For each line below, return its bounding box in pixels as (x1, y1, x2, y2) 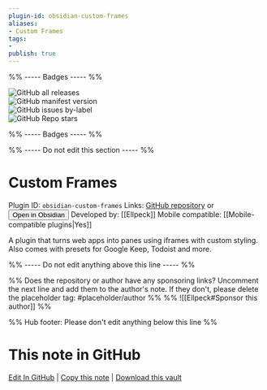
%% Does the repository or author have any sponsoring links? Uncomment (8, 275, 259, 285)
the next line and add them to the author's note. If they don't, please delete (8, 284, 259, 293)
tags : (8, 34, 27, 43)
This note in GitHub (8, 346, 141, 364)
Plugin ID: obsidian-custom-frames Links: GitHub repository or (8, 200, 215, 210)
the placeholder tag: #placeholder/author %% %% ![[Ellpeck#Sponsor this (8, 292, 258, 302)
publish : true (8, 50, 57, 58)
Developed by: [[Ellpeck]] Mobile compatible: (70, 209, 222, 219)
